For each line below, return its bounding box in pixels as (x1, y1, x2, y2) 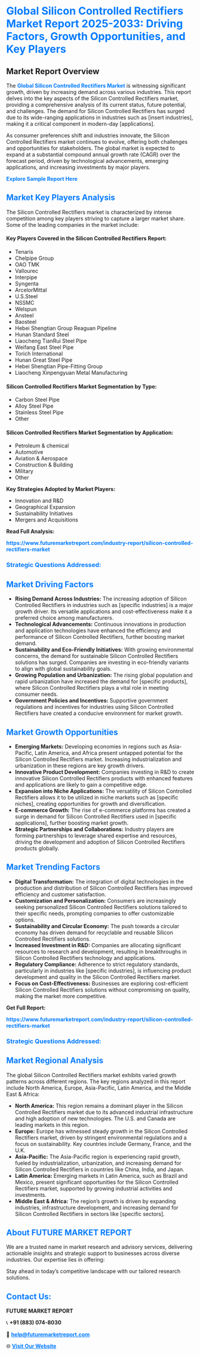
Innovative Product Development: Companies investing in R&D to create (14, 768, 195, 775)
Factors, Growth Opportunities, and (6, 30, 186, 43)
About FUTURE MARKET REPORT (6, 1227, 133, 1238)
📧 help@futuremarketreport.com (6, 1331, 90, 1338)
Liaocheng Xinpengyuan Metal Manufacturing (14, 369, 128, 377)
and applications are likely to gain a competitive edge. (14, 781, 147, 788)
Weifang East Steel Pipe (14, 344, 74, 351)
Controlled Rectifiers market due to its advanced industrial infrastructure (14, 1108, 193, 1115)
